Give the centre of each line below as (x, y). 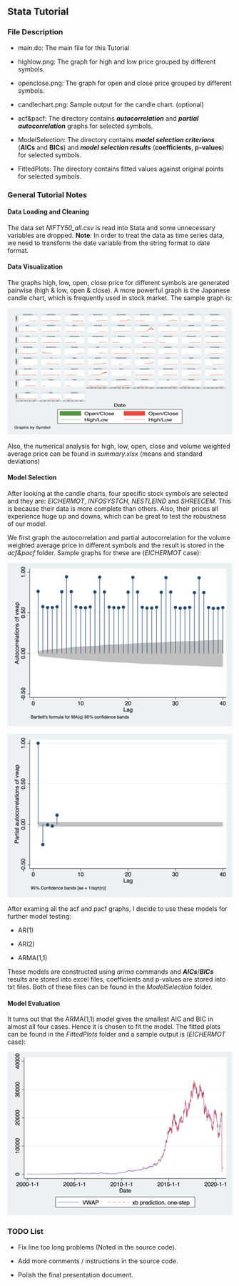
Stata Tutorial (38, 12)
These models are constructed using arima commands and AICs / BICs (111, 972)
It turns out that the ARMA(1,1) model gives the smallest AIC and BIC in (111, 1019)
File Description (35, 32)
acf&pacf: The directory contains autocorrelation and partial (108, 118)
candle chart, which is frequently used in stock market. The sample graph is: (120, 298)
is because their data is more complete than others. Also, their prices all (113, 508)
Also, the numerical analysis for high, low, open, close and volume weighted (119, 446)
